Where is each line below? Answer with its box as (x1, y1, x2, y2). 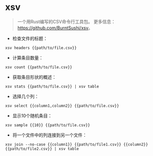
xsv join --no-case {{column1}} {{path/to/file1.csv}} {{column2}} (5, 142, 149, 147)
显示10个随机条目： (12, 113, 52, 119)
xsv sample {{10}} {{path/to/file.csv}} (5, 123, 91, 128)
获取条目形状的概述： (12, 74, 56, 80)
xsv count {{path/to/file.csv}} (5, 64, 72, 70)
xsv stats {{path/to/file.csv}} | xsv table (5, 84, 99, 89)
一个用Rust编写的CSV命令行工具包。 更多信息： (17, 18, 116, 24)
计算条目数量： (12, 54, 43, 61)
